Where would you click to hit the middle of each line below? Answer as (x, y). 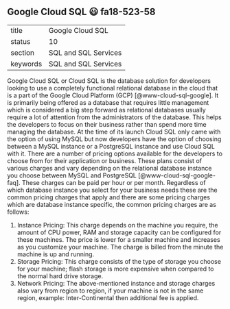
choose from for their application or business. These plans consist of (105, 160)
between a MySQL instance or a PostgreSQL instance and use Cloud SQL (111, 146)
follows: (18, 212)
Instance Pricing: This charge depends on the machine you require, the (117, 225)
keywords (26, 64)
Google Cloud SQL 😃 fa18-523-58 (81, 12)
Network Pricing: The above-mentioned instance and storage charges (116, 283)
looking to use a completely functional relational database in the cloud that (113, 88)
